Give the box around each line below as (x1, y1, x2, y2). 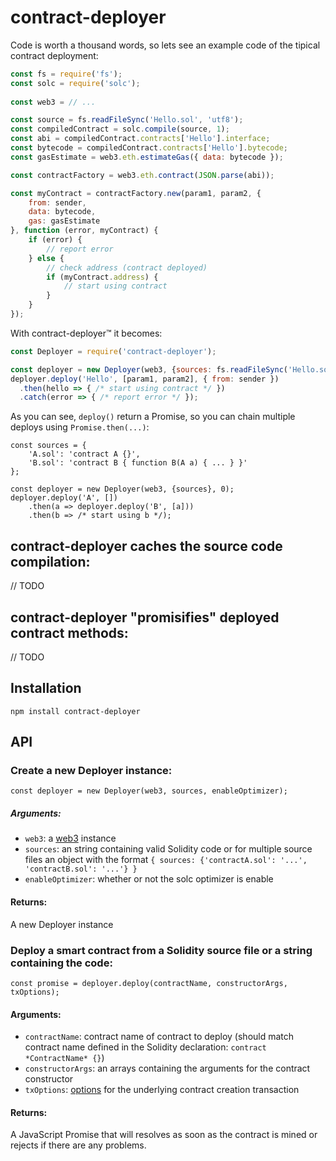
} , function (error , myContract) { (10, 226, 159, 236)
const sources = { (10, 441, 87, 451)
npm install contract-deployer (10, 706, 141, 716)
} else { (28, 253, 65, 263)
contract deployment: (10, 49, 99, 61)
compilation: (10, 553, 91, 570)
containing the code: (10, 956, 113, 970)
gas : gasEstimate (28, 216, 101, 226)
